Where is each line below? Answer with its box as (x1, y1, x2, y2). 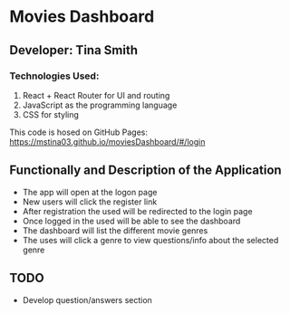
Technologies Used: (9, 70, 100, 82)
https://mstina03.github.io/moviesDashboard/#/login (9, 136, 206, 147)
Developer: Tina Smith (9, 43, 139, 58)
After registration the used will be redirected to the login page (22, 205, 253, 216)
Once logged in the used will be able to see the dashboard (22, 215, 241, 226)
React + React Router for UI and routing (22, 90, 170, 100)
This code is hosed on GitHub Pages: (9, 127, 148, 138)
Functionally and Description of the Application (9, 163, 283, 178)
